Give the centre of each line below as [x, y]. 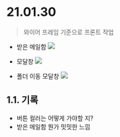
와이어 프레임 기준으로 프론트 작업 [69, 32]
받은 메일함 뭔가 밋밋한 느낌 [53, 127]
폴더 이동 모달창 [38, 76]
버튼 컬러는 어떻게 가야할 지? [55, 118]
